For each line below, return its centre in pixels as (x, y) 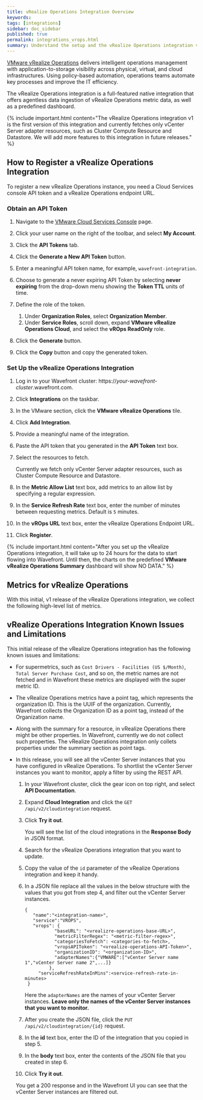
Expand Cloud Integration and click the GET (78, 802)
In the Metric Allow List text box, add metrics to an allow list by (94, 487)
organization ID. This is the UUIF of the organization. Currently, (93, 704)
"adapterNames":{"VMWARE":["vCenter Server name (117, 957)
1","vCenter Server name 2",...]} (68, 963)
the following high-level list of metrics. (54, 606)
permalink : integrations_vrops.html (53, 40)
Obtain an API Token (37, 209)
